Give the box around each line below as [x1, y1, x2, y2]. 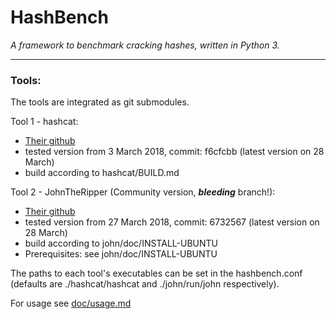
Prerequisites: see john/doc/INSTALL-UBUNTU [24, 248, 218, 260]
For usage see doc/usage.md [10, 297, 132, 310]
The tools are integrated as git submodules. [10, 96, 190, 108]
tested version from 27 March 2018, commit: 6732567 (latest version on [24, 216, 320, 228]
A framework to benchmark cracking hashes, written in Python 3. [10, 39, 280, 51]
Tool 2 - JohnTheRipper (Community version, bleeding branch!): [10, 186, 276, 198]
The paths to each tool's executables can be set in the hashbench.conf [10, 267, 303, 280]
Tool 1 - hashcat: [10, 116, 79, 128]
